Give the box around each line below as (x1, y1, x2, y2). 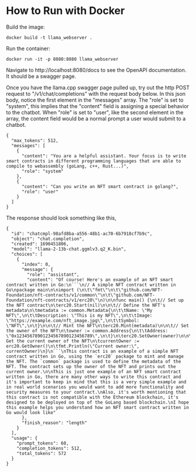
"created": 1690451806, (11, 241, 69, 247)
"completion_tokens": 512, (16, 445, 82, 451)
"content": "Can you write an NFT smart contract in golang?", (21, 183, 179, 189)
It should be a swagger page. (6, 72, 76, 79)
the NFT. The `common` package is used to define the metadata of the (6, 358, 181, 365)
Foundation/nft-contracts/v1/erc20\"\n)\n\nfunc (6, 297, 127, 303)
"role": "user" (21, 189, 59, 195)
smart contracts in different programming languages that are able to (6, 158, 181, 164)
